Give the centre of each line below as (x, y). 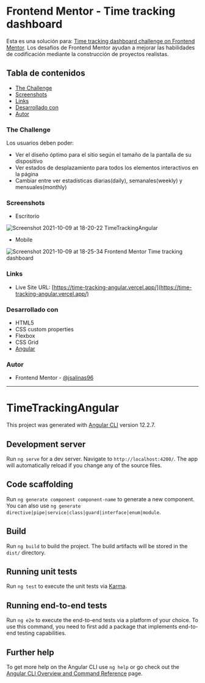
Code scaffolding (40, 485)
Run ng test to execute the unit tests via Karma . (67, 586)
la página (27, 174)
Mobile (24, 240)
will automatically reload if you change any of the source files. (84, 465)
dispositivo (29, 161)
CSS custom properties (45, 329)
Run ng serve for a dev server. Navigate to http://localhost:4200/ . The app (102, 459)
